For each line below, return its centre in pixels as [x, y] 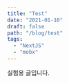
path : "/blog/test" [35, 33]
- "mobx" [26, 53]
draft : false [26, 26]
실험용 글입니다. [29, 73]
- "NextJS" [29, 46]
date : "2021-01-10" [35, 20]
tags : [15, 39]
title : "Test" [28, 13]
